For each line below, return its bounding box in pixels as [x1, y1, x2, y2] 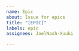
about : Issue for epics [6, 14, 66, 20]
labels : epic [6, 25, 39, 31]
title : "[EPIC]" [6, 20, 47, 26]
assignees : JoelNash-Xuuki [6, 31, 74, 37]
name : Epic [6, 8, 34, 15]
